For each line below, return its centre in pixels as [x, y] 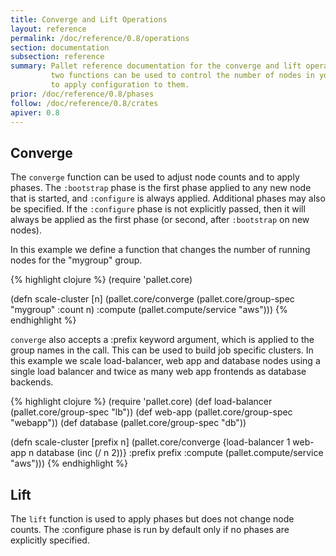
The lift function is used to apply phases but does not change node [152, 519]
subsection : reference [57, 57]
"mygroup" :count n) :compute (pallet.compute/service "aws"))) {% [149, 310]
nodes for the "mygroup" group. [76, 260]
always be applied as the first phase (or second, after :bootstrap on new [160, 220]
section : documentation [60, 47]
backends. [32, 382]
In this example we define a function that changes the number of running [160, 250]
